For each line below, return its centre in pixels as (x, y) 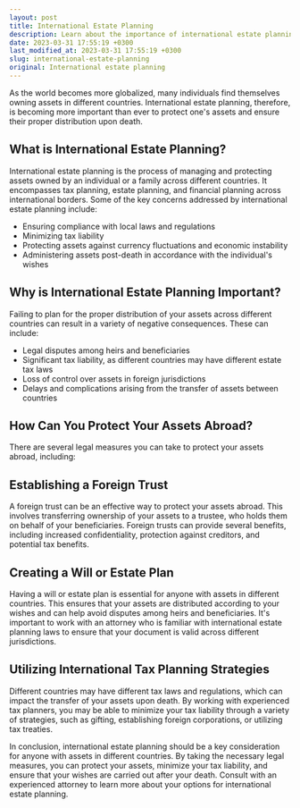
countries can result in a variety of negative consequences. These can (139, 324)
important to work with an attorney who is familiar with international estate (146, 622)
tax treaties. (31, 728)
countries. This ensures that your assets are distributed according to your (144, 603)
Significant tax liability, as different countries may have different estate (152, 359)
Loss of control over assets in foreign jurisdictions (114, 379)
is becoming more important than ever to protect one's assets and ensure (144, 112)
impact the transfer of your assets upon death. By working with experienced (150, 700)
